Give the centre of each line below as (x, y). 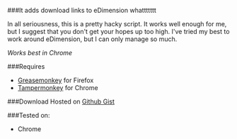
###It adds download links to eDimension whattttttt (82, 10)
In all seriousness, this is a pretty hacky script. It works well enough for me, (117, 24)
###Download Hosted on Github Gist (61, 101)
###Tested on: (29, 115)
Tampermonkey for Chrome (58, 88)
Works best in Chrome (40, 53)
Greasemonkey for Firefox (56, 80)
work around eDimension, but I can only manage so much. (92, 39)
